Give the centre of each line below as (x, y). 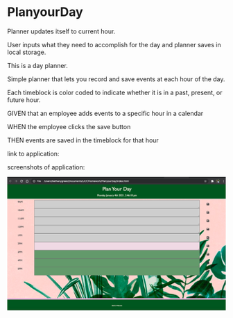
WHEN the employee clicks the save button (69, 126)
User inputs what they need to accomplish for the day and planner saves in (114, 44)
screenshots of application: (46, 167)
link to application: (33, 153)
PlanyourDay (45, 12)
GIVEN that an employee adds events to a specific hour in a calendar (105, 113)
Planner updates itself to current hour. (61, 31)
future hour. (24, 100)
